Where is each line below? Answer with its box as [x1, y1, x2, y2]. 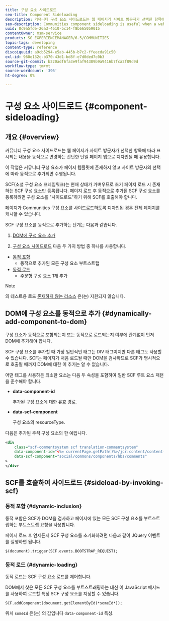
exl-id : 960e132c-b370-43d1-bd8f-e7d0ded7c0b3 [5, 54, 105, 59]
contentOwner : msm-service [5, 31, 62, 36]
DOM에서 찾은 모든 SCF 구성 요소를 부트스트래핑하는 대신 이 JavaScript [5, 584, 147, 590]
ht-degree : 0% [5, 73, 35, 78]
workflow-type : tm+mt [5, 64, 51, 69]
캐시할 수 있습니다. [5, 211, 42, 217]
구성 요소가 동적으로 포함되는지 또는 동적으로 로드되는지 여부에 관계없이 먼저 [5, 331, 154, 338]
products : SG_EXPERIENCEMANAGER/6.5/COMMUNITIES [5, 36, 109, 41]
